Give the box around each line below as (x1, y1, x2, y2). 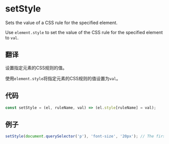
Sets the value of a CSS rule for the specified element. (5, 20, 118, 26)
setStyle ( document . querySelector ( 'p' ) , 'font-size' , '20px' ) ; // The (5, 134, 154, 139)
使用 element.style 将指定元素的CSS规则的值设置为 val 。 (5, 75, 121, 81)
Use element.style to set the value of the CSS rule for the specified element (5, 29, 163, 35)
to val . (5, 35, 19, 41)
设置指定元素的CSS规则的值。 (5, 65, 67, 71)
